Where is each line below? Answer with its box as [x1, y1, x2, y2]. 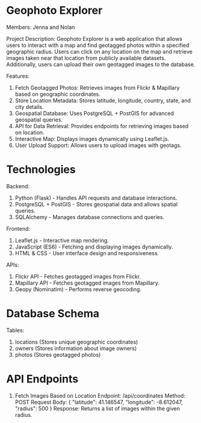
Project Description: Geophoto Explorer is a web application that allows [6, 35, 182, 42]
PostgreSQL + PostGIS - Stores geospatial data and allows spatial [14, 200, 178, 208]
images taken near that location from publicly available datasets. [6, 54, 166, 61]
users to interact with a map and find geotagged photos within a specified [6, 42, 190, 49]
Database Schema [6, 307, 100, 321]
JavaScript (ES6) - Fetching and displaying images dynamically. [14, 243, 173, 250]
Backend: [6, 182, 30, 190]
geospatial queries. [14, 116, 63, 123]
